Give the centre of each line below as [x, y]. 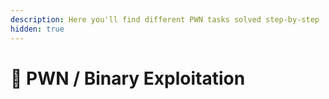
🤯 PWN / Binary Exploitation [128, 78]
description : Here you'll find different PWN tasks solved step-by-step [165, 19]
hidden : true [37, 29]
